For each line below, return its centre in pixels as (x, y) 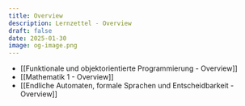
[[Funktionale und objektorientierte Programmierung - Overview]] (129, 68)
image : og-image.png (43, 46)
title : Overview (36, 16)
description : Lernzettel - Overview (70, 23)
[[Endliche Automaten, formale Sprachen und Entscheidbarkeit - (127, 86)
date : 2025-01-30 (38, 38)
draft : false (30, 31)
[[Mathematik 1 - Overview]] (67, 77)
